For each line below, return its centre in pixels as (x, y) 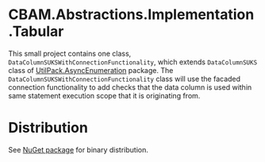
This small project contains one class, (70, 53)
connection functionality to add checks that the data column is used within (130, 87)
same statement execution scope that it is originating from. (104, 95)
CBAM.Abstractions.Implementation (131, 15)
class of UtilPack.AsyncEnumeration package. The (91, 70)
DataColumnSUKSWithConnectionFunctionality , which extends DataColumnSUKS (133, 62)
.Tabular (36, 31)
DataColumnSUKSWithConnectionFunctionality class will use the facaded (124, 79)
